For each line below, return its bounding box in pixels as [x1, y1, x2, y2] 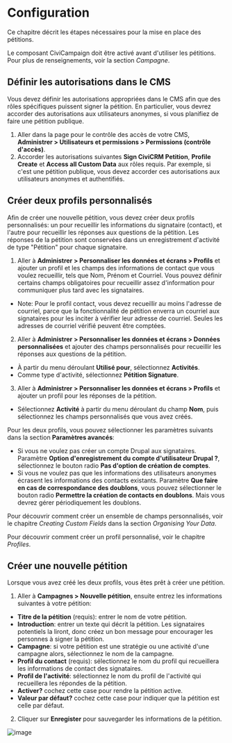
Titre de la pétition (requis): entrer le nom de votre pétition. [17, 613, 188, 621]
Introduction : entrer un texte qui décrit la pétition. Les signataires [17, 620, 205, 628]
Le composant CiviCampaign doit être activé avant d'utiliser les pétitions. [7, 49, 217, 57]
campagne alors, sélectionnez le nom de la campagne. [17, 650, 174, 658]
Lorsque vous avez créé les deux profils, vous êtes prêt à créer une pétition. [7, 578, 225, 587]
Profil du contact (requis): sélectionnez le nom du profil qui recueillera [17, 657, 219, 665]
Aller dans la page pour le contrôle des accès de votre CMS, [17, 130, 190, 138]
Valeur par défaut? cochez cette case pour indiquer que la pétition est [17, 694, 220, 703]
